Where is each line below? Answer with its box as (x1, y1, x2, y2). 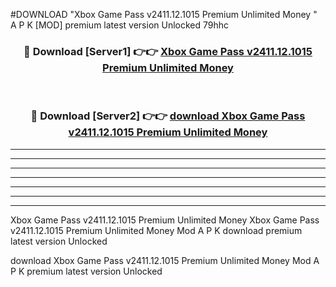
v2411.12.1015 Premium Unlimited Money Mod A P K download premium (10, 224, 303, 236)
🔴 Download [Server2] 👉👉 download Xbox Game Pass (30, 109, 306, 123)
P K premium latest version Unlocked (10, 265, 163, 277)
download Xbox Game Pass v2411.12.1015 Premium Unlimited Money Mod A (10, 254, 320, 266)
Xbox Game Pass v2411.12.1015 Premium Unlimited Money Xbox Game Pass (10, 214, 320, 226)
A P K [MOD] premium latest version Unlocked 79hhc (10, 19, 230, 31)
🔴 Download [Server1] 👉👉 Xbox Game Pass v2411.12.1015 (23, 44, 313, 58)
